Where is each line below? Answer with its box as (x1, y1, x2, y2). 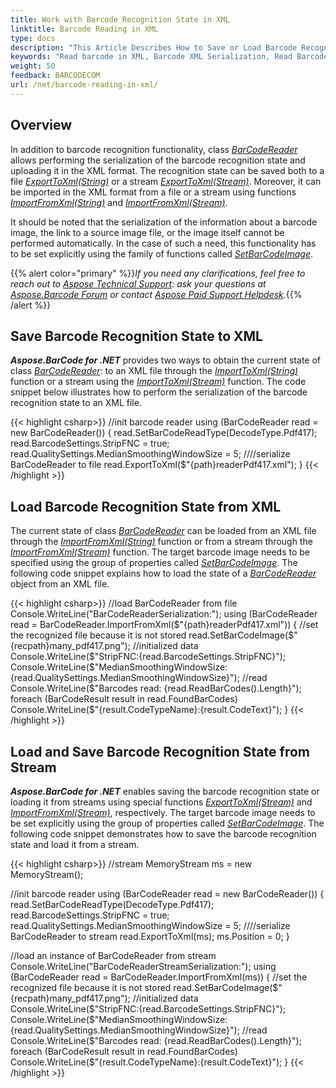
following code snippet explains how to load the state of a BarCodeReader (10, 567, 317, 580)
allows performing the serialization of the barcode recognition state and (10, 154, 306, 166)
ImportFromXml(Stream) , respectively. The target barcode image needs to (10, 807, 316, 818)
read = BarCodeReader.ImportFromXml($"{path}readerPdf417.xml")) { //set (10, 619, 319, 631)
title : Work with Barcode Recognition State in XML (10, 14, 230, 25)
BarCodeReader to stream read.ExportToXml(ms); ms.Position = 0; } (10, 931, 290, 942)
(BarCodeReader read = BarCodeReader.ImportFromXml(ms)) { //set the (10, 971, 308, 983)
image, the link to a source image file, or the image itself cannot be (10, 226, 285, 238)
